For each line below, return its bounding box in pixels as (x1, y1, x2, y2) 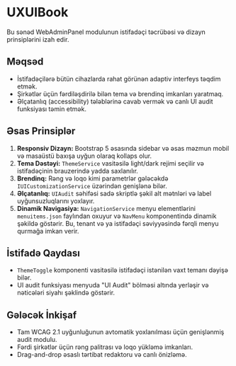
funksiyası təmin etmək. (16, 104, 86, 113)
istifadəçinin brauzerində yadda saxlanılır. (16, 166, 139, 175)
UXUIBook (6, 4, 69, 21)
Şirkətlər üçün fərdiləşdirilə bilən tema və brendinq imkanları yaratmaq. (16, 89, 224, 98)
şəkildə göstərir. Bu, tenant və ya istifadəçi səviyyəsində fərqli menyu (16, 219, 219, 227)
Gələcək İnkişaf (6, 309, 77, 321)
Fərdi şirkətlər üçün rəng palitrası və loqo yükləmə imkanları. (16, 343, 193, 351)
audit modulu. (16, 336, 57, 344)
